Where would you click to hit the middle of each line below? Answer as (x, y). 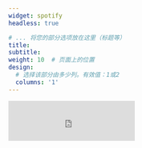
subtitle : (25, 53)
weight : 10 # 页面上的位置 (51, 60)
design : (21, 68)
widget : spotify (35, 16)
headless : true (34, 23)
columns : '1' (37, 82)
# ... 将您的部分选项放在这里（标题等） (67, 38)
